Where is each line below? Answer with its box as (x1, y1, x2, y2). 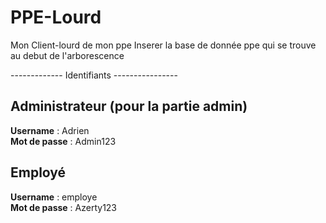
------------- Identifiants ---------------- (10, 69, 178, 81)
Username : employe (10, 191, 98, 203)
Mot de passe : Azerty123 (10, 201, 118, 213)
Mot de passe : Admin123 (10, 135, 117, 147)
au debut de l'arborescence (10, 49, 125, 61)
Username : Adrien (10, 124, 90, 136)
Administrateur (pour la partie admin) (10, 98, 248, 115)
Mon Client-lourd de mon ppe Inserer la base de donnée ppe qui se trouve (10, 39, 317, 51)
